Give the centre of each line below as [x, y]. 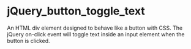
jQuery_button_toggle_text [76, 11]
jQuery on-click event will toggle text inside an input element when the [96, 34]
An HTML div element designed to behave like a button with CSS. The [95, 28]
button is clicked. [29, 41]
